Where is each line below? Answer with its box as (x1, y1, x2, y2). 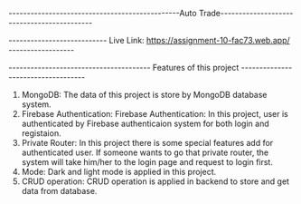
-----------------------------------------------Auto (8, 8, 197, 18)
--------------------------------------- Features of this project (8, 63, 240, 73)
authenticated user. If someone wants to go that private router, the (21, 147, 268, 158)
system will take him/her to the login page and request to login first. (21, 157, 273, 167)
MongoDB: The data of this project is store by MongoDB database (21, 90, 268, 100)
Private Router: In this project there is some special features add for (21, 138, 274, 148)
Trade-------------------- (198, 8, 294, 18)
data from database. (21, 186, 98, 196)
